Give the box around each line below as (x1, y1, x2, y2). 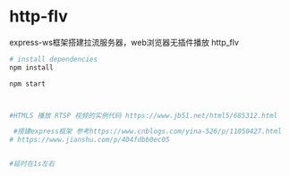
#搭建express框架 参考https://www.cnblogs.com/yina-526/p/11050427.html (13, 127, 282, 136)
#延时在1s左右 (9, 159, 55, 169)
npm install (9, 63, 54, 72)
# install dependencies (9, 54, 98, 63)
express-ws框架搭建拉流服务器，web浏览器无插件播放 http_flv (9, 37, 240, 47)
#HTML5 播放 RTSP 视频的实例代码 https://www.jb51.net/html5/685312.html (9, 111, 278, 120)
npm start (9, 79, 47, 88)
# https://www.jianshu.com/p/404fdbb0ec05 (9, 136, 170, 145)
